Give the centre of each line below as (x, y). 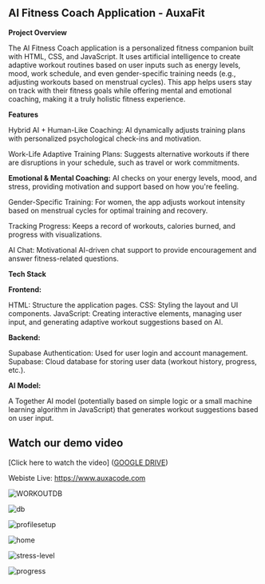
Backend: (24, 337)
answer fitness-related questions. (63, 258)
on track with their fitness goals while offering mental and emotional (120, 90)
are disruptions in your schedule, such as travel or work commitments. (124, 162)
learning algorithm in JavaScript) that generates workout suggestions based (133, 409)
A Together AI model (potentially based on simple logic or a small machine (131, 401)
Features (23, 114)
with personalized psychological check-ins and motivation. (105, 138)
